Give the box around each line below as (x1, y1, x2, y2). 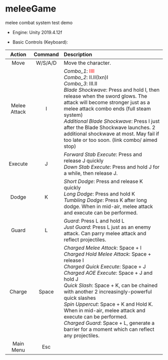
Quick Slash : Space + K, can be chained (63, 282, 158, 289)
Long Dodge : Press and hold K (63, 190, 135, 197)
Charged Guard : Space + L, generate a (63, 319, 155, 326)
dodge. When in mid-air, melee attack (63, 203, 153, 210)
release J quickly (63, 157, 104, 164)
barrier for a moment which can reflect (63, 325, 154, 332)
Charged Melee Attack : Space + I (63, 244, 141, 251)
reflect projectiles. (63, 236, 106, 243)
